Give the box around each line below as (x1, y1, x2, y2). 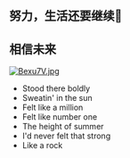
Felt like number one (21, 112, 98, 122)
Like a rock (21, 140, 63, 151)
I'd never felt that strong (21, 130, 111, 141)
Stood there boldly (21, 83, 91, 94)
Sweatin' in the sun (21, 93, 93, 104)
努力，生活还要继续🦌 (9, 8, 123, 24)
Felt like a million (21, 102, 84, 113)
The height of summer (21, 121, 104, 132)
